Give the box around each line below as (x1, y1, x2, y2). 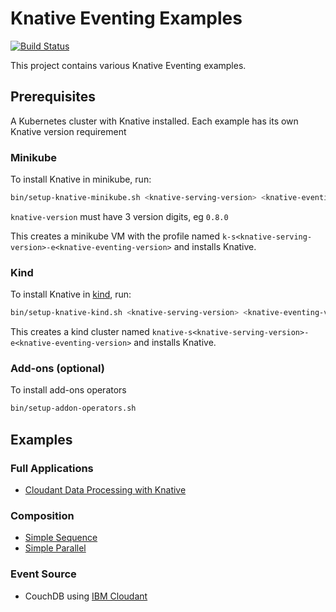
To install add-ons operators (10, 384, 127, 396)
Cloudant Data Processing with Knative (24, 483, 187, 496)
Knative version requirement (10, 125, 127, 137)
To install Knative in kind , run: (10, 288, 132, 301)
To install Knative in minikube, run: (10, 173, 152, 186)
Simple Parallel (24, 542, 87, 554)
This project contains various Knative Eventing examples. (10, 59, 247, 71)
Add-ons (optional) (10, 362, 105, 376)
